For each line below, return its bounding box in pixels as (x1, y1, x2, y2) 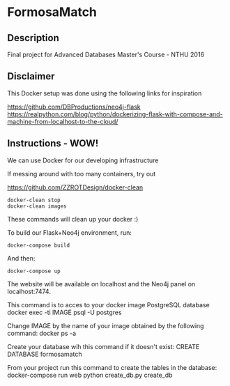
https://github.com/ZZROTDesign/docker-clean (7, 183, 144, 192)
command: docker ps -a (7, 329, 77, 337)
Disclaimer (7, 70, 55, 82)
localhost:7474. (7, 287, 51, 295)
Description (7, 32, 59, 44)
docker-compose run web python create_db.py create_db (7, 371, 173, 379)
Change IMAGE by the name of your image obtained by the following (7, 321, 204, 330)
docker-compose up (7, 268, 61, 275)
